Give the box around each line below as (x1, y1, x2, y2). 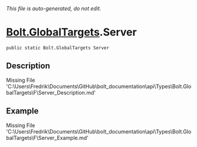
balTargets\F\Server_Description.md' (6, 89, 96, 96)
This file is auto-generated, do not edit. (6, 5, 101, 12)
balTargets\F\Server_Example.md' (6, 134, 89, 141)
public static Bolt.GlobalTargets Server (6, 45, 110, 51)
